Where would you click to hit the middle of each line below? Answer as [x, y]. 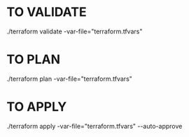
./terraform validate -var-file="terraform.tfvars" [75, 31]
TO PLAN [34, 59]
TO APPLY [37, 107]
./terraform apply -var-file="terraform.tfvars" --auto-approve [94, 126]
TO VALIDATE [47, 12]
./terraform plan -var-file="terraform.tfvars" [69, 79]
